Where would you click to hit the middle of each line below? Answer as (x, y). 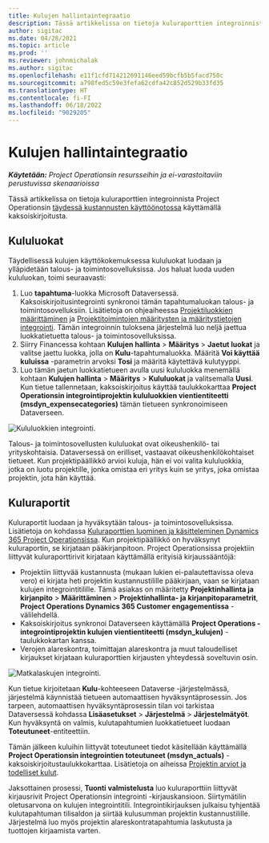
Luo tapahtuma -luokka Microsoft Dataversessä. (99, 293)
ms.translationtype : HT (48, 90)
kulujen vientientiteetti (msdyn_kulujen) (155, 632)
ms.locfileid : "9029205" (50, 113)
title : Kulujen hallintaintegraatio (69, 16)
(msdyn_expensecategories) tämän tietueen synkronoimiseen (124, 404)
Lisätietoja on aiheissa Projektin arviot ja (180, 764)
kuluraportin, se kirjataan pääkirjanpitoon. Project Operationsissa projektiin (131, 548)
